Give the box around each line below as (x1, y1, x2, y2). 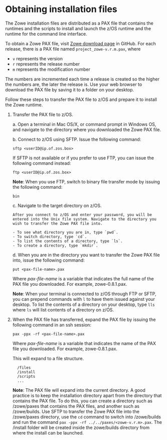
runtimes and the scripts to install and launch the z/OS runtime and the (5, 25, 151, 31)
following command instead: (12, 160, 71, 166)
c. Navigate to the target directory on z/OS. (12, 202, 102, 208)
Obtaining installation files (5, 4, 117, 15)
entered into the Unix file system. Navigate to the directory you (12, 216, 156, 222)
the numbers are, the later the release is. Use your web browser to (5, 81, 142, 87)
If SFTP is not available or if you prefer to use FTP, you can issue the (12, 155, 154, 161)
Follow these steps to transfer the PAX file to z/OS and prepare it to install (5, 96, 157, 102)
